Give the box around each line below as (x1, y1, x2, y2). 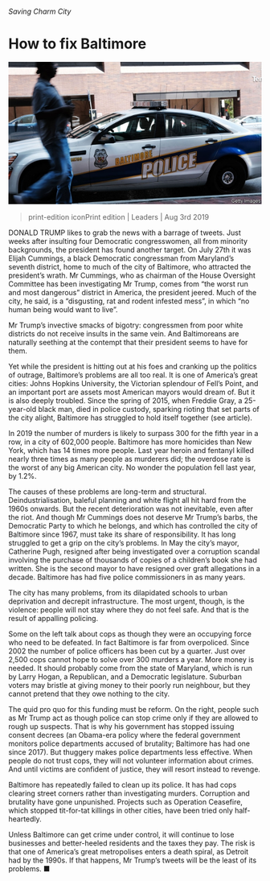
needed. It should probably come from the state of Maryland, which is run (8, 664, 253, 673)
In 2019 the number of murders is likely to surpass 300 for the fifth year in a (8, 429, 259, 438)
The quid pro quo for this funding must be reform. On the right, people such (8, 705, 260, 714)
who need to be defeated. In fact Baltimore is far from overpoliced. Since (8, 638, 250, 648)
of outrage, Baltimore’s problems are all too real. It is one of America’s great (8, 370, 259, 380)
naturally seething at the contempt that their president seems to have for (8, 338, 248, 348)
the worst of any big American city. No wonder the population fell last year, (8, 463, 256, 472)
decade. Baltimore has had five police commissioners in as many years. (8, 572, 246, 583)
